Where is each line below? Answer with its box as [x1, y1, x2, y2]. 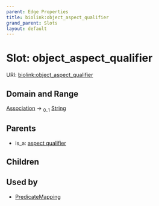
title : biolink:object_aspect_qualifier [6, 14, 110, 20]
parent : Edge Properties [6, 8, 69, 15]
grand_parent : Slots [6, 20, 58, 26]
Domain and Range [6, 88, 79, 99]
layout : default [6, 25, 47, 32]
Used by [6, 177, 38, 187]
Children [6, 157, 39, 167]
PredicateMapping [14, 193, 61, 200]
